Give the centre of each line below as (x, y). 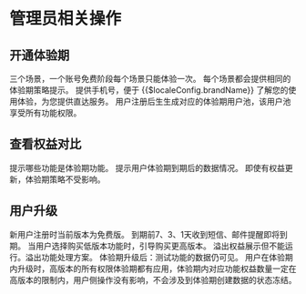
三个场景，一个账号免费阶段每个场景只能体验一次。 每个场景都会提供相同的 (150, 79)
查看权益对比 (46, 144)
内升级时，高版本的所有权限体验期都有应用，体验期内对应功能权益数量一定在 (153, 269)
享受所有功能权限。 (46, 113)
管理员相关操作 (66, 19)
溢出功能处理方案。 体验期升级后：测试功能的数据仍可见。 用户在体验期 (159, 257)
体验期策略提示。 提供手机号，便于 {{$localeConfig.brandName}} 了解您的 (149, 90)
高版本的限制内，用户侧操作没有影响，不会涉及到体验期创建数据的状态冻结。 (153, 279)
